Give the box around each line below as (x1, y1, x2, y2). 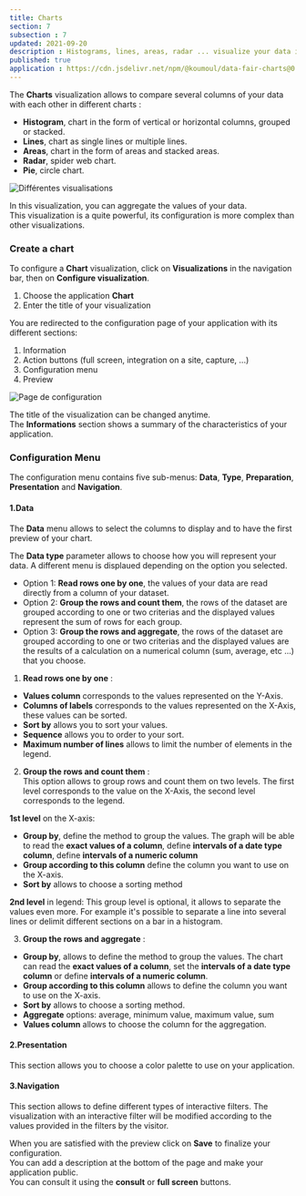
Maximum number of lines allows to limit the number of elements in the (22, 739, 293, 750)
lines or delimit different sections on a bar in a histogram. (9, 915, 223, 926)
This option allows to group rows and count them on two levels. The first (22, 775, 294, 786)
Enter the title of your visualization (22, 300, 152, 311)
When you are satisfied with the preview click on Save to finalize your (9, 1138, 271, 1149)
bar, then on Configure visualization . (9, 272, 150, 283)
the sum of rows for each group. (61, 616, 183, 627)
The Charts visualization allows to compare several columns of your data (9, 88, 284, 100)
